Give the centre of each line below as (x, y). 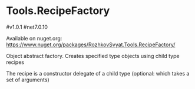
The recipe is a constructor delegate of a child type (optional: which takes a (98, 73)
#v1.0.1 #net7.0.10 (27, 27)
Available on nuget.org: (34, 38)
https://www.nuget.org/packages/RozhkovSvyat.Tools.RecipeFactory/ (91, 44)
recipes (15, 62)
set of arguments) (28, 80)
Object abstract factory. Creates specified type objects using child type (93, 56)
